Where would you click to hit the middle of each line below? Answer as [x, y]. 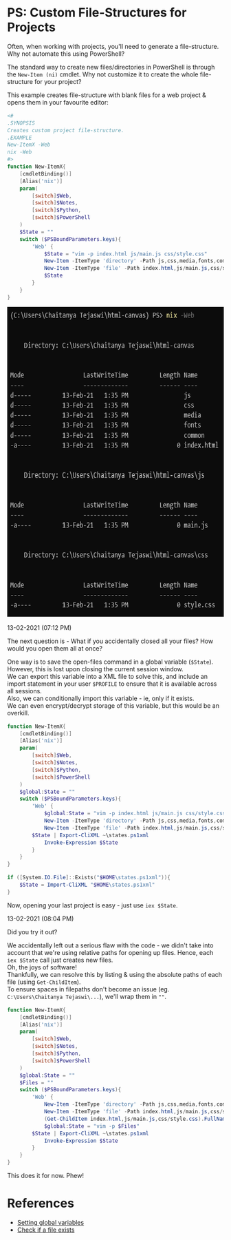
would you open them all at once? [55, 648]
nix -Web [20, 152]
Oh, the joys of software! [42, 967]
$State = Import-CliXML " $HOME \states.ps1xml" [87, 885]
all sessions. [25, 691]
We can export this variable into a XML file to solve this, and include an [108, 676]
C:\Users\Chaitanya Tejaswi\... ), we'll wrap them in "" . [87, 996]
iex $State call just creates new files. [60, 960]
